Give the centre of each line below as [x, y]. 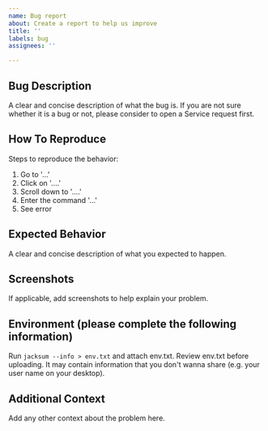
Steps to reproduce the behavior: [64, 158]
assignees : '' [32, 46]
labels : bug [28, 38]
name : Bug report [38, 16]
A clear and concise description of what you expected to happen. [117, 254]
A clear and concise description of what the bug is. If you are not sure [125, 105]
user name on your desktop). [57, 374]
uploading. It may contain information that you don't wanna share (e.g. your [134, 365]
